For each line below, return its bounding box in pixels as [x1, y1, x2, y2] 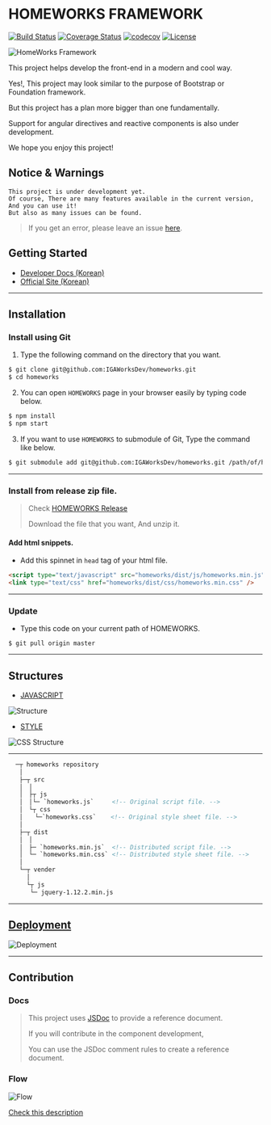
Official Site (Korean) [19, 276, 90, 286]
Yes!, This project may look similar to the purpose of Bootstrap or [8, 78, 225, 88]
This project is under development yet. [8, 187, 147, 196]
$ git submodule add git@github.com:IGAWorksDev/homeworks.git [8, 458, 226, 466]
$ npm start [8, 419, 48, 428]
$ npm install [8, 412, 56, 420]
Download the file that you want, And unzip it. [27, 519, 180, 529]
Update [8, 605, 38, 617]
